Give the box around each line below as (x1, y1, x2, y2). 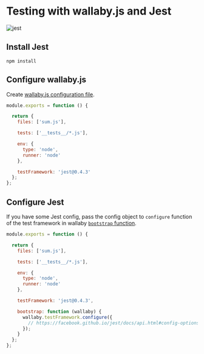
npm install (6, 58, 36, 64)
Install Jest (6, 42, 49, 52)
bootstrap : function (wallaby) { (17, 308, 102, 315)
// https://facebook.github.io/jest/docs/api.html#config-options (28, 320, 200, 326)
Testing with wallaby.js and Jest (6, 4, 172, 18)
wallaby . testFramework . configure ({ (22, 314, 113, 320)
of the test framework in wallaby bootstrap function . (6, 220, 137, 226)
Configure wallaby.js (6, 75, 87, 85)
